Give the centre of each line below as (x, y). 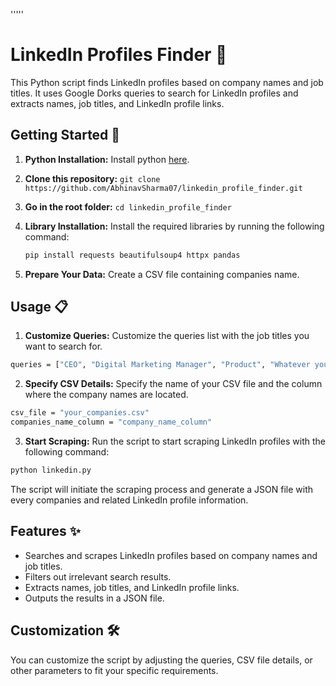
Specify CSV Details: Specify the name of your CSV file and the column (173, 384)
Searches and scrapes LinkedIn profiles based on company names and (171, 555)
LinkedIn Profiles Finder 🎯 (119, 55)
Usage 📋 (39, 307)
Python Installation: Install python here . (107, 159)
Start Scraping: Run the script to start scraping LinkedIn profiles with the (175, 441)
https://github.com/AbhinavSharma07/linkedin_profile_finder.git (163, 188)
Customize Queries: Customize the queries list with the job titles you (167, 336)
